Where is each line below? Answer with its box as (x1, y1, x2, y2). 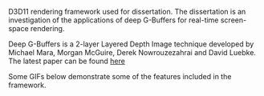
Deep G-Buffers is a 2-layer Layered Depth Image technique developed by (8, 39, 254, 49)
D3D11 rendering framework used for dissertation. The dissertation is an (8, 7, 246, 16)
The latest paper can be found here (8, 56, 126, 66)
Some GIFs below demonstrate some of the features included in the (8, 72, 232, 81)
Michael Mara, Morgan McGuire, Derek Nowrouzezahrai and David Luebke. (8, 48, 257, 57)
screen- (220, 15, 247, 25)
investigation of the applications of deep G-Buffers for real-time (8, 15, 219, 25)
